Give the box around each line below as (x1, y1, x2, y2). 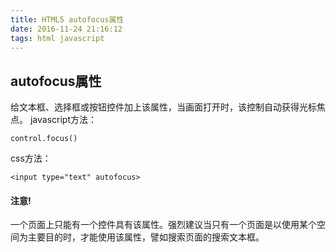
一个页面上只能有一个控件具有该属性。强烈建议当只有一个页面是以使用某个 (10, 219, 317, 231)
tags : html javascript (10, 33, 105, 43)
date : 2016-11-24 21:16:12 (10, 24, 123, 34)
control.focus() (10, 134, 78, 144)
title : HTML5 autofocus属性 (10, 14, 125, 25)
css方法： (10, 152, 52, 165)
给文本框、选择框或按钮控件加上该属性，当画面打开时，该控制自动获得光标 (10, 101, 317, 113)
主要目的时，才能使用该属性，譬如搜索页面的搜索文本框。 (27, 231, 265, 243)
